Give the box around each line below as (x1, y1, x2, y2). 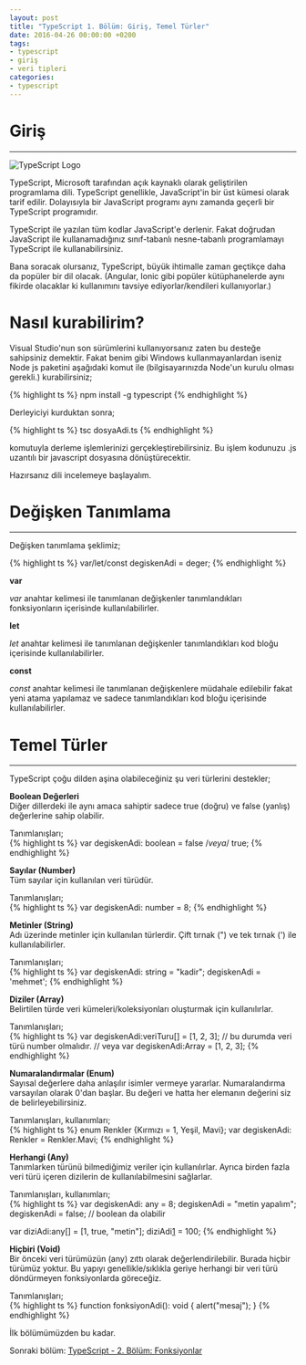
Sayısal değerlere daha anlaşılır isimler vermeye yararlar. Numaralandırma (9, 1078, 286, 1089)
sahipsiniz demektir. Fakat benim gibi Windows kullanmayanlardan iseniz (9, 352, 282, 363)
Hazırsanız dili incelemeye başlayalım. (9, 469, 152, 480)
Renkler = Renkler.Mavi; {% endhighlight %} (9, 1134, 175, 1145)
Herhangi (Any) (9, 1151, 70, 1163)
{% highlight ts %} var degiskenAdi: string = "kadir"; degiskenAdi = (9, 966, 261, 977)
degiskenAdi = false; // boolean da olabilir (9, 1208, 166, 1219)
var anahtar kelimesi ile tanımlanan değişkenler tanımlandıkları (9, 593, 243, 604)
